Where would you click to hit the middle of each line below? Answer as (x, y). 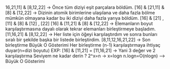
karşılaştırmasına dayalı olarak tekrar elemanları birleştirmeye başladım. (81, 29)
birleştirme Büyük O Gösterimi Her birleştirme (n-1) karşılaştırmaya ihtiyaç (83, 45)
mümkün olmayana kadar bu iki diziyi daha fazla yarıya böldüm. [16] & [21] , (84, 18)
